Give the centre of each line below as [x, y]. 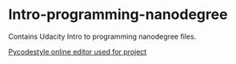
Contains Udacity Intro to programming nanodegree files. [102, 36]
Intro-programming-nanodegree [118, 15]
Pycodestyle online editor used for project [78, 51]
